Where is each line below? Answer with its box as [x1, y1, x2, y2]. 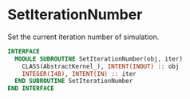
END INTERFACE [7, 85, 55, 93]
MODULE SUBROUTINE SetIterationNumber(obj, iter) [14, 54, 183, 63]
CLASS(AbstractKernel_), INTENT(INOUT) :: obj [22, 62, 180, 70]
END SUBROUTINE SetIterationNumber [14, 77, 133, 85]
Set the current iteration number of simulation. [7, 32, 160, 42]
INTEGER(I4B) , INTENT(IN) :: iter [22, 69, 137, 77]
